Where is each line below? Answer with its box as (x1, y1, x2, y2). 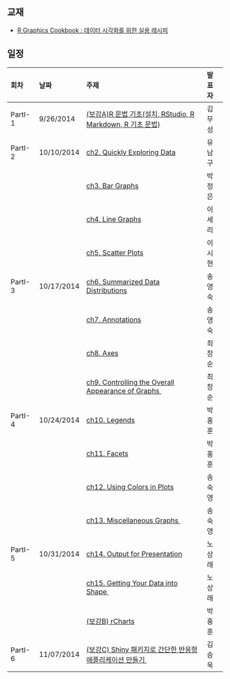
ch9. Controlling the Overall (86, 377, 175, 387)
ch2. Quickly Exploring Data (86, 147, 176, 157)
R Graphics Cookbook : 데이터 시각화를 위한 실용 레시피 (16, 26, 168, 34)
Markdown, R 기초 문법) (86, 119, 161, 129)
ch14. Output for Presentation (86, 549, 183, 558)
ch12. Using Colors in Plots (86, 482, 175, 492)
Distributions (86, 286, 128, 295)
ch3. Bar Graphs (86, 181, 139, 190)
